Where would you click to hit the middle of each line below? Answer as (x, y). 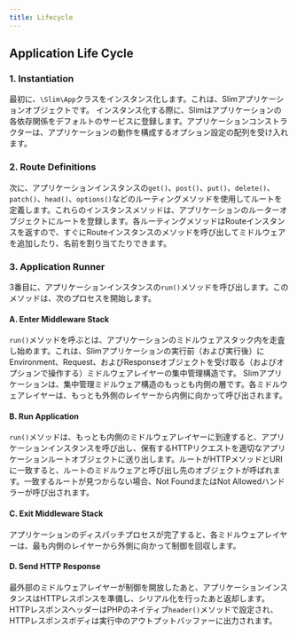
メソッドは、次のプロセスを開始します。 (83, 297)
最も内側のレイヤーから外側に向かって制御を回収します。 (137, 545)
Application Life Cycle (72, 54)
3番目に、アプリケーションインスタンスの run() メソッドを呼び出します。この (149, 287)
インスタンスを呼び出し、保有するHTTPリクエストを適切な (155, 448)
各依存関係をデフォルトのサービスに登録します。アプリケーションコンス (141, 122)
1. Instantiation (42, 78)
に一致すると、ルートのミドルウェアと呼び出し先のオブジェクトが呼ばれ (141, 471)
